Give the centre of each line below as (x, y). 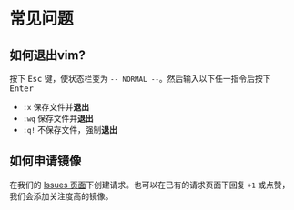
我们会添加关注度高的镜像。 (61, 195)
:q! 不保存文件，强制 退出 (70, 130)
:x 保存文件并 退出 (56, 107)
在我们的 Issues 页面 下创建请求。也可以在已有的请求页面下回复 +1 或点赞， (150, 185)
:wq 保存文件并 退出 (58, 118)
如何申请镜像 (46, 161)
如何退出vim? (48, 55)
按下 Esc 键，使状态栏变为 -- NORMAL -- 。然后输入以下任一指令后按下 (140, 79)
